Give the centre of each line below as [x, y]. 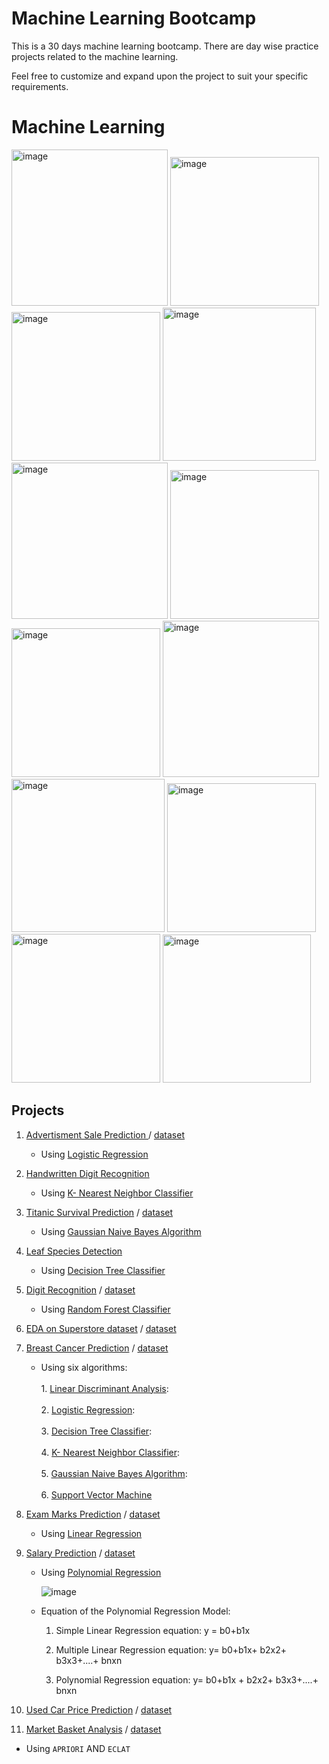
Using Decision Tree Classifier [103, 1270]
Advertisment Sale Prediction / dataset [105, 1134]
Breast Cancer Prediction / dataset [97, 1348]
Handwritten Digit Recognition [87, 1173]
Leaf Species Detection [74, 1251]
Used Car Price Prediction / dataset [99, 1709]
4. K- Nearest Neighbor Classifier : [110, 1452]
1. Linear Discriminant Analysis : [104, 1388]
